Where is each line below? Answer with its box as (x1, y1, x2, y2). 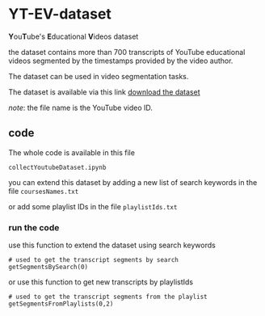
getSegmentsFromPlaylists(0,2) (8, 300, 114, 308)
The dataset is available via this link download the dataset (8, 86, 200, 97)
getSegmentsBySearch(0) (8, 263, 89, 272)
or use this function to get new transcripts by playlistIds (8, 277, 194, 287)
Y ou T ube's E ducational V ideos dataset (8, 32, 139, 41)
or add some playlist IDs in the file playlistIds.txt (8, 201, 178, 211)
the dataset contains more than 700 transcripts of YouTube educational (8, 47, 246, 57)
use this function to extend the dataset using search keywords (8, 240, 216, 251)
